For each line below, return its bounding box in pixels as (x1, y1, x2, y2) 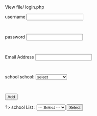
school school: (5, 74, 35, 79)
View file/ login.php (5, 4, 44, 10)
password (5, 34, 25, 39)
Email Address (5, 54, 34, 60)
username (5, 14, 25, 19)
